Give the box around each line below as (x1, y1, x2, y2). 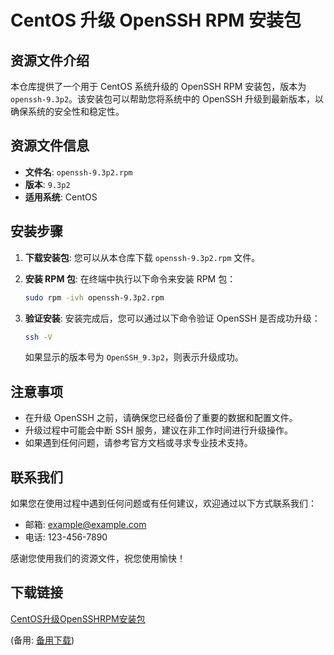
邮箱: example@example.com (24, 519, 147, 530)
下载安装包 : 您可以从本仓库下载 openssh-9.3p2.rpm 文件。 (24, 251, 261, 263)
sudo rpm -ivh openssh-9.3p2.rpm (24, 292, 165, 303)
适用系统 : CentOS (24, 191, 98, 203)
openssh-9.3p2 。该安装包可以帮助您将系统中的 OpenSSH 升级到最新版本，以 (10, 93, 325, 105)
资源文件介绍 (10, 52, 90, 69)
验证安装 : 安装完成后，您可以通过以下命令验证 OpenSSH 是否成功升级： (24, 312, 321, 324)
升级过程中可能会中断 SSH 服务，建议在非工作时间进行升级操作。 (24, 424, 294, 436)
